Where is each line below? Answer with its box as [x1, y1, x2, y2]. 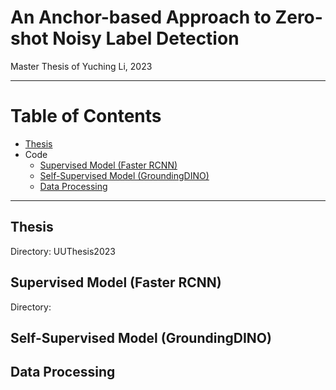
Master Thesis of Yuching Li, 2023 [10, 60, 153, 72]
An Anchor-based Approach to [10, 6, 272, 29]
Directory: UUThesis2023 [10, 245, 116, 257]
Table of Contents [10, 105, 162, 128]
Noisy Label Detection [52, 27, 240, 50]
